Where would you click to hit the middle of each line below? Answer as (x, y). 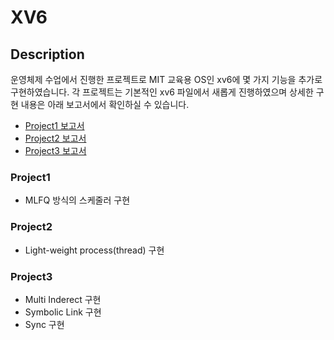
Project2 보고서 (55, 138)
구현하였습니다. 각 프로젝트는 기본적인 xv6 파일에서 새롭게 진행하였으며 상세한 (162, 92)
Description (47, 54)
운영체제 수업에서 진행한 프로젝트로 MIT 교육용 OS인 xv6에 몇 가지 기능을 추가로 (166, 79)
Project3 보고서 (55, 150)
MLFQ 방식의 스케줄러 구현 (77, 200)
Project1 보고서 (54, 125)
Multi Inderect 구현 (63, 299)
